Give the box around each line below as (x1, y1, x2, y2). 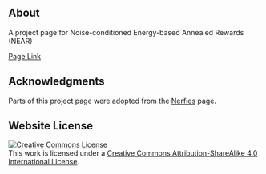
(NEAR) (8, 36, 33, 45)
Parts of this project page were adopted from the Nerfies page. (8, 96, 216, 105)
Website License (8, 119, 94, 132)
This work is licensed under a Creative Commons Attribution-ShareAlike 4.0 (8, 148, 258, 158)
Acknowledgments (8, 75, 106, 89)
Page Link (8, 51, 42, 61)
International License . (8, 157, 80, 167)
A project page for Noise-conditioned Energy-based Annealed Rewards (8, 27, 244, 37)
